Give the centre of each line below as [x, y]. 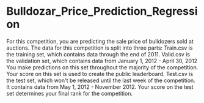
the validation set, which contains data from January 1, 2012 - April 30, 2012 [102, 61]
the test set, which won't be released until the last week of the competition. [101, 80]
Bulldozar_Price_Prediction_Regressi [102, 11]
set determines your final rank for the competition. [70, 93]
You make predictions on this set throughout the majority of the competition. [102, 67]
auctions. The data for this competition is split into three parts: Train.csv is [100, 48]
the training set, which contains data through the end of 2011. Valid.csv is [98, 54]
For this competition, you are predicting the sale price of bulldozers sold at [100, 41]
